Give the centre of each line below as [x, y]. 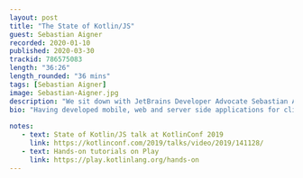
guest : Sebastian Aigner [56, 34]
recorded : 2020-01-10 [50, 43]
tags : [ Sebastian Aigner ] [58, 85]
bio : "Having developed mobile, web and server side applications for [145, 110]
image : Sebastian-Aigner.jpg [64, 93]
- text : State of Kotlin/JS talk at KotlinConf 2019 [122, 135]
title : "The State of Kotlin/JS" [72, 26]
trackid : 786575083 [46, 59]
